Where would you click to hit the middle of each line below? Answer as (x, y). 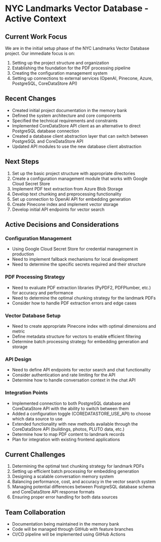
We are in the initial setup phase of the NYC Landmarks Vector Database (77, 48)
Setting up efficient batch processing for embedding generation (75, 471)
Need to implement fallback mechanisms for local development (75, 259)
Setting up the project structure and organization (61, 63)
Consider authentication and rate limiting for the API (64, 375)
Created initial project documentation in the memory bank (69, 110)
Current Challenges (35, 454)
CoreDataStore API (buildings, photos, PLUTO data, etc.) (68, 429)
